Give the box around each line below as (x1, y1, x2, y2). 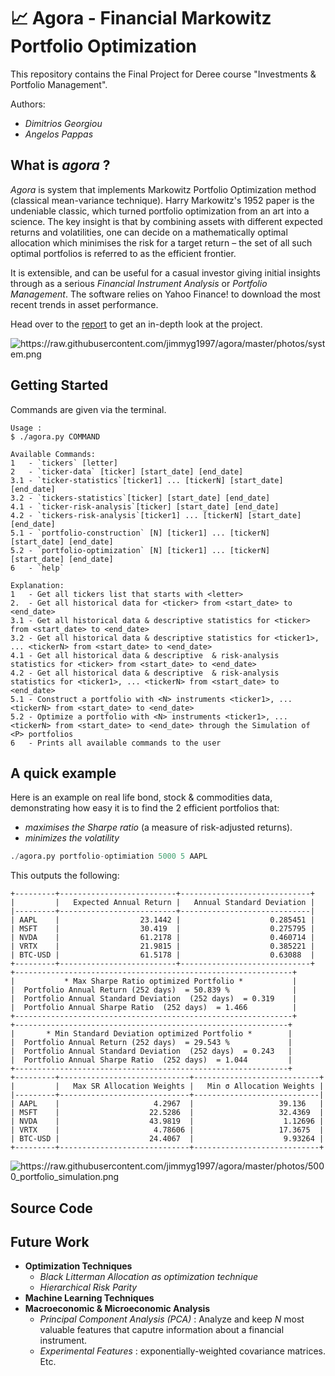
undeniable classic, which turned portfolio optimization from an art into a (10, 205, 310, 217)
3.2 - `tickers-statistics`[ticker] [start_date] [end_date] (10, 493, 271, 503)
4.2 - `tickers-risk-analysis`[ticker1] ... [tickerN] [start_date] (10, 510, 302, 520)
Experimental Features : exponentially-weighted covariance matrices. (39, 1345, 326, 1357)
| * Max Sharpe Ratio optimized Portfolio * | (10, 976, 298, 987)
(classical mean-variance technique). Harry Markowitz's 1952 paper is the (10, 194, 315, 206)
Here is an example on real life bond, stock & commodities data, (10, 791, 273, 804)
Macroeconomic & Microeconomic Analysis (24, 1303, 211, 1315)
